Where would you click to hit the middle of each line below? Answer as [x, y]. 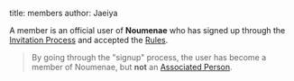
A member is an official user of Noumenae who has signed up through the [147, 30]
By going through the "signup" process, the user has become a [149, 57]
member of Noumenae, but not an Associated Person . [132, 67]
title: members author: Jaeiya [64, 13]
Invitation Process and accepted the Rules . [89, 40]
